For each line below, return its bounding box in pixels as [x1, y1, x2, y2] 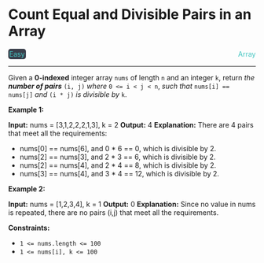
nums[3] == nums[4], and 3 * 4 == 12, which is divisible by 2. [19, 169, 220, 178]
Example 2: [8, 183, 46, 194]
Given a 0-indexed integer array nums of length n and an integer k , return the [8, 72, 255, 82]
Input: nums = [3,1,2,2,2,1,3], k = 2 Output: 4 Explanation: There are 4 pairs [8, 120, 254, 129]
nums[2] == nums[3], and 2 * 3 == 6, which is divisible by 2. [19, 152, 216, 161]
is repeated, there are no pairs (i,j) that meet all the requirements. [8, 207, 219, 217]
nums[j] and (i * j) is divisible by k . [8, 89, 127, 99]
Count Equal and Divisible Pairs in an [8, 6, 251, 24]
